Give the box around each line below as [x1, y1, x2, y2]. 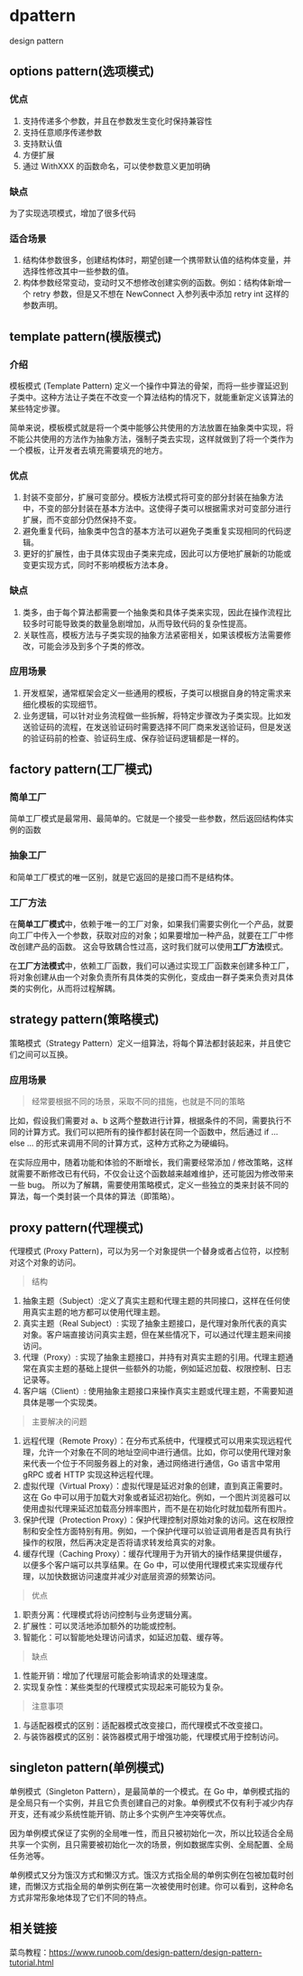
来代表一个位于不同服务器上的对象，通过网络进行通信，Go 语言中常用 [22, 1458, 281, 1468]
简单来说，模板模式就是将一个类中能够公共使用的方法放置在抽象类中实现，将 [9, 422, 294, 433]
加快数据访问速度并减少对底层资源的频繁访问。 [46, 1571, 221, 1581]
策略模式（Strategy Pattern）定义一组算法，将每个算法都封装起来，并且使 [9, 1037, 284, 1048]
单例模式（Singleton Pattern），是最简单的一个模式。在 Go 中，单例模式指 [9, 1785, 282, 1796]
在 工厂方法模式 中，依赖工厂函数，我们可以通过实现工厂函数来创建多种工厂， [9, 960, 294, 971]
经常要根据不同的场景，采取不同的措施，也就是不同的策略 [31, 1096, 245, 1107]
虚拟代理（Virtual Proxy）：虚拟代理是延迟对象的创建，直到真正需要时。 [22, 1481, 288, 1491]
